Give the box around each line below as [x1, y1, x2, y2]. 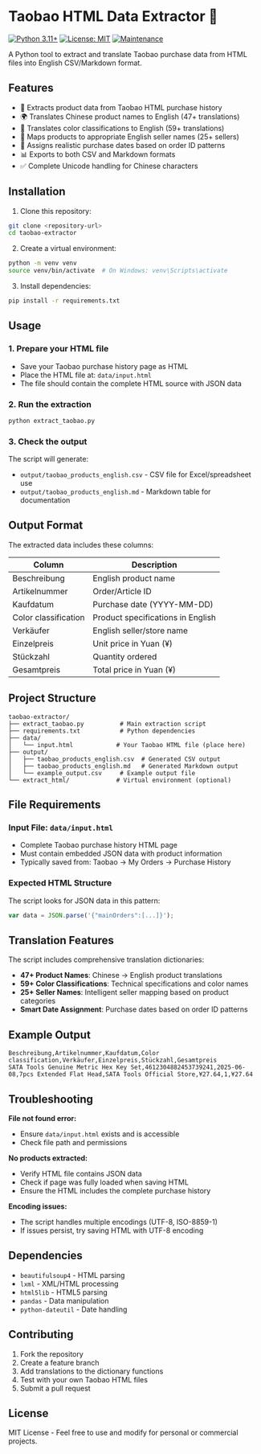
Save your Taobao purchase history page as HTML [19, 361, 189, 371]
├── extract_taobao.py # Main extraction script [8, 720, 206, 728]
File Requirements [8, 798, 101, 811]
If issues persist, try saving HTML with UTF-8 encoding [19, 1226, 204, 1235]
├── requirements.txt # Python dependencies [8, 727, 196, 735]
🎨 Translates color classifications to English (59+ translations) [19, 123, 225, 133]
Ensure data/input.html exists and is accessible [19, 1129, 180, 1139]
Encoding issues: [8, 1201, 67, 1211]
